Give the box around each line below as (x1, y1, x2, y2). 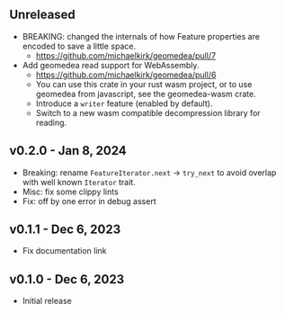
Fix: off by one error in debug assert (22, 195, 156, 206)
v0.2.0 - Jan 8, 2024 (9, 143, 128, 158)
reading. (35, 117, 67, 128)
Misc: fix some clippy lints (22, 186, 119, 197)
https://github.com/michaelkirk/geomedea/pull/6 (35, 69, 217, 80)
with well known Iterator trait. (22, 176, 137, 187)
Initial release (22, 296, 72, 307)
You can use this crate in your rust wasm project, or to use (35, 78, 253, 89)
